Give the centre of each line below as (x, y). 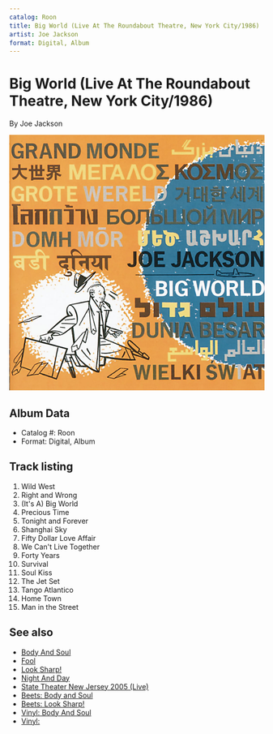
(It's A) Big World (49, 504)
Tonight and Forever (54, 521)
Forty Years (40, 555)
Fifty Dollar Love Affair (58, 538)
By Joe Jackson (36, 124)
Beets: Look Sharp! (53, 704)
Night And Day (45, 678)
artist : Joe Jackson (44, 34)
